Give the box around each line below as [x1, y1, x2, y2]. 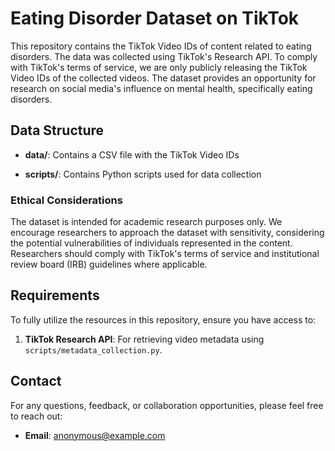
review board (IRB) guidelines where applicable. [10, 258, 208, 271]
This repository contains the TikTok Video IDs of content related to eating [10, 40, 312, 52]
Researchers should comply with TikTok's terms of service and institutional [10, 248, 320, 260]
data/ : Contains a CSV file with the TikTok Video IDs [24, 148, 240, 161]
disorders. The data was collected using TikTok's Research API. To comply [10, 50, 318, 62]
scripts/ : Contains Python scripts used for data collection [24, 168, 262, 180]
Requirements [10, 287, 100, 304]
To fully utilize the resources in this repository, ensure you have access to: [10, 313, 317, 326]
